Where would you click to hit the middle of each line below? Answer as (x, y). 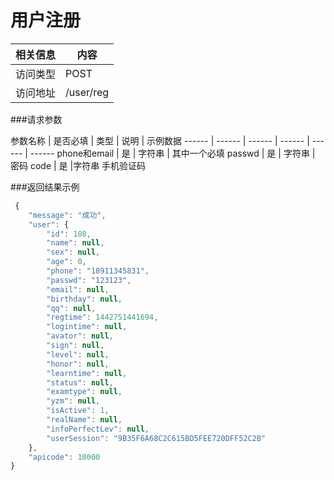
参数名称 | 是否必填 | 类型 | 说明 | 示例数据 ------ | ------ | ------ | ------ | (160, 140)
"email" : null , (78, 289)
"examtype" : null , (84, 392)
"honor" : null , (78, 364)
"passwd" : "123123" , (89, 280)
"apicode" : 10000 (64, 457)
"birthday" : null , (84, 299)
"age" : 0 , (66, 262)
